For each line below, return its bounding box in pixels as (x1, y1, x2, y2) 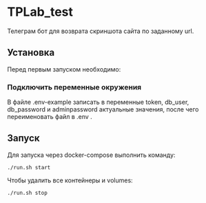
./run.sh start (7, 164, 51, 171)
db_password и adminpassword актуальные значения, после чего (7, 105, 199, 114)
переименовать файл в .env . (7, 113, 93, 121)
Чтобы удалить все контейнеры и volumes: (7, 176, 133, 184)
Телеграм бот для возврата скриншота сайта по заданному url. (7, 27, 194, 35)
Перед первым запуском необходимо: (7, 65, 121, 73)
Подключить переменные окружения (7, 82, 142, 92)
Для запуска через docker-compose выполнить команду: (7, 151, 176, 159)
